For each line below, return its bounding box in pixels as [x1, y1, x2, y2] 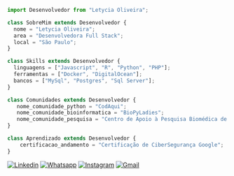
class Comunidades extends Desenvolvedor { [7, 96, 137, 103]
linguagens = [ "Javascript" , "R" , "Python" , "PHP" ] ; [13, 64, 171, 71]
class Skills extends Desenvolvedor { [7, 58, 121, 65]
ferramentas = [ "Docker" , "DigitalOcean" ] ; [13, 71, 142, 78]
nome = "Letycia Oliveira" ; [13, 25, 96, 33]
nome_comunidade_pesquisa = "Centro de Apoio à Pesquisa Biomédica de [16, 116, 228, 123]
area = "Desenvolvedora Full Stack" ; [13, 32, 124, 39]
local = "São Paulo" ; [13, 38, 77, 45]
